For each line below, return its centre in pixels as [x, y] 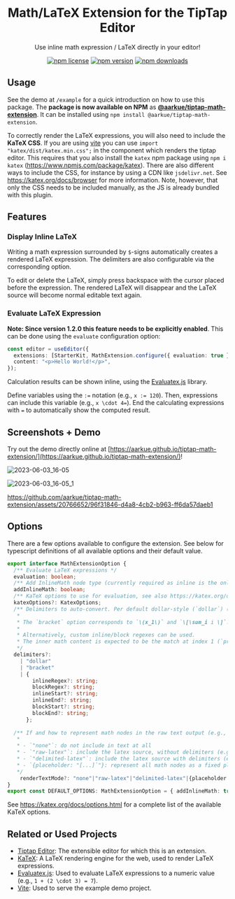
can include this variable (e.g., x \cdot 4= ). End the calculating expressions [116, 403]
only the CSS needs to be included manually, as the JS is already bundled [113, 187]
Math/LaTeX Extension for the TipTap [117, 13]
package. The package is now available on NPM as [82, 107]
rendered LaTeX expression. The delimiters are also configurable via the [111, 260]
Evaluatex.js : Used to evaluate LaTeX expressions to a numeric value [116, 873]
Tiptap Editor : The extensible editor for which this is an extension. [112, 851]
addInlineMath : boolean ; [50, 590]
